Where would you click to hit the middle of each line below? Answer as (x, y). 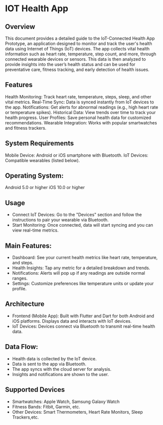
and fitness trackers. (26, 128)
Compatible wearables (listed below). (42, 160)
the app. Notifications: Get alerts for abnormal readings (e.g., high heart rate (82, 107)
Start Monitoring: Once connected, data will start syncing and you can (82, 225)
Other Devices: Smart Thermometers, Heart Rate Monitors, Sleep (77, 412)
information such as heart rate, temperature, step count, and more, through (81, 54)
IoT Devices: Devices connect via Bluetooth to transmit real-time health (83, 326)
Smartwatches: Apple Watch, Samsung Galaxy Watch (66, 401)
